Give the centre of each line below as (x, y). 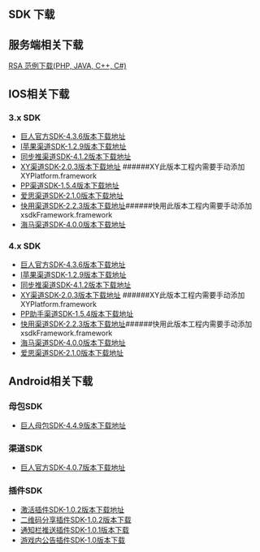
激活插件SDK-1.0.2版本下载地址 (72, 510)
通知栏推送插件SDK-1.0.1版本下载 (75, 530)
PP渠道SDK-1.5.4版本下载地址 (69, 185)
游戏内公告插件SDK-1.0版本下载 (73, 540)
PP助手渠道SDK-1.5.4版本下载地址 (77, 314)
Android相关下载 (51, 381)
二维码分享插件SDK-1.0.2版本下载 (76, 520)
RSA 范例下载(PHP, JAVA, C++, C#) (68, 66)
